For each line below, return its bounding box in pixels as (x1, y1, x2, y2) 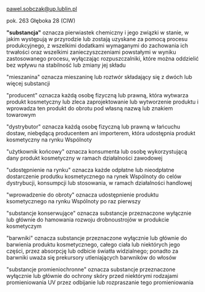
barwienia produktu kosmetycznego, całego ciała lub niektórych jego (6, 241, 181, 248)
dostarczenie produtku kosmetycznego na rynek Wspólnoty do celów (6, 173, 182, 180)
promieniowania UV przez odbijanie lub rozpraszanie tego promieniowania (6, 279, 194, 286)
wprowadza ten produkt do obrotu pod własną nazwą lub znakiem (6, 105, 173, 112)
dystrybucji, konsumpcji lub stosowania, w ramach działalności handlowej (6, 179, 193, 186)
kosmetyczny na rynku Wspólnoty (6, 136, 92, 143)
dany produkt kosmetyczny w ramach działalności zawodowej (6, 154, 163, 162)
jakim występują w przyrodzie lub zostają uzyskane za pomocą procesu (6, 36, 188, 42)
